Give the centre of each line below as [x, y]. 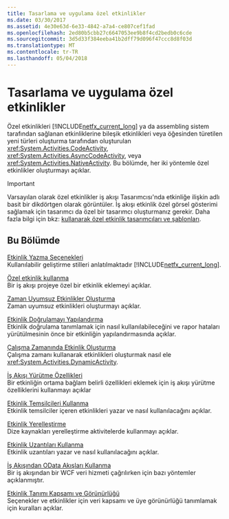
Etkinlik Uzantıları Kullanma [45, 445]
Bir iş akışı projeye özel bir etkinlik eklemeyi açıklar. [79, 285]
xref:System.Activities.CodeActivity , [58, 148]
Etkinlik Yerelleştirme [37, 424]
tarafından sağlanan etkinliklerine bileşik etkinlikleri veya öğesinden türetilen [115, 133]
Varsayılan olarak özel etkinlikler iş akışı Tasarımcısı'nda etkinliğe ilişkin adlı [113, 196]
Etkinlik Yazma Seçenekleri [45, 257]
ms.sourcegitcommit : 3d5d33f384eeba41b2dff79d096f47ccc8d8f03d [100, 39]
